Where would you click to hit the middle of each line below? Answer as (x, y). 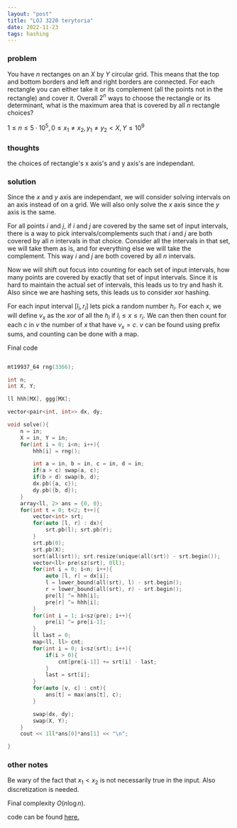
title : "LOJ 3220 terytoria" (50, 21)
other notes (28, 765)
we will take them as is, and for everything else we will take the (99, 248)
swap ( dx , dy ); (54, 714)
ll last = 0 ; (52, 636)
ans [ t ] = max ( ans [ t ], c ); (83, 695)
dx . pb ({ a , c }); (55, 484)
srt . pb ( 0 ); (49, 543)
